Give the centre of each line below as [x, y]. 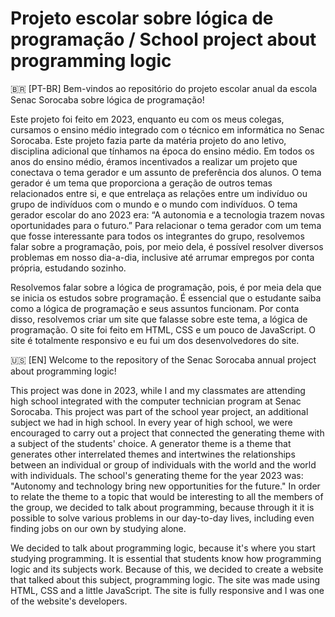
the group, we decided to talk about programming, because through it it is [162, 507]
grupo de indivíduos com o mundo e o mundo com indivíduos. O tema [154, 204]
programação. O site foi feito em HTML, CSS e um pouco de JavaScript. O [163, 329]
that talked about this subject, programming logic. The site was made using [165, 579]
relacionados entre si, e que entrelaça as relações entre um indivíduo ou [159, 193]
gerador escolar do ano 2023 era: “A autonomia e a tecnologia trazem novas [167, 214]
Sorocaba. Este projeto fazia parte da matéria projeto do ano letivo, [148, 140]
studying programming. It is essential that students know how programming [166, 558]
